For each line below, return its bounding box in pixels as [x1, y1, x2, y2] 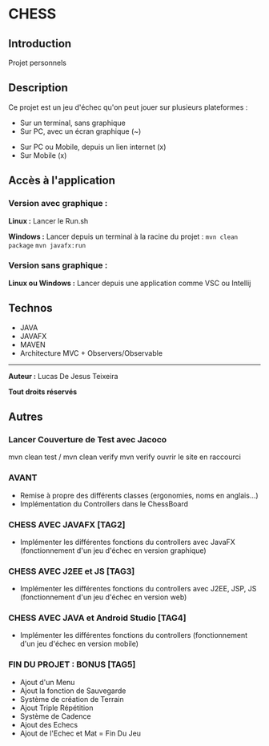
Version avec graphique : [8, 198, 108, 209]
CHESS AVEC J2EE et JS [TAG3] [8, 566, 135, 577]
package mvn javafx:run [8, 241, 86, 249]
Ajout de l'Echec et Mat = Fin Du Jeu [19, 728, 142, 738]
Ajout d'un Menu [19, 677, 75, 687]
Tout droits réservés [8, 386, 78, 397]
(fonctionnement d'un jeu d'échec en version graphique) [19, 546, 207, 555]
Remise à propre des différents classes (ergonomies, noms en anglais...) [19, 490, 259, 500]
